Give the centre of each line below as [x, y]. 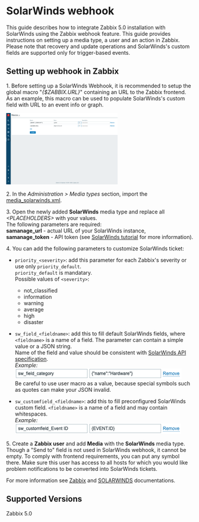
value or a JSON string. [43, 346]
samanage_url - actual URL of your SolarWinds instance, [76, 231]
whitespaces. [31, 414]
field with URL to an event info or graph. [55, 105]
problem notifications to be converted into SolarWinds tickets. [82, 468]
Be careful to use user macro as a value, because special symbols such [102, 383]
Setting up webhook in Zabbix [63, 72]
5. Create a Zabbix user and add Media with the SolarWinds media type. [96, 444]
